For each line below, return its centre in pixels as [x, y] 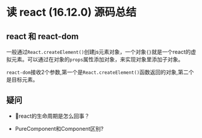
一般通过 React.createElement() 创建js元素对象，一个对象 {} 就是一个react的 [99, 52]
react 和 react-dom [43, 36]
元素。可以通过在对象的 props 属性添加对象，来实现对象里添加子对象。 [97, 59]
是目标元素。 [22, 79]
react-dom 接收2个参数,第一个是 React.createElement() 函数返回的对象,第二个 [100, 72]
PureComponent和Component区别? [59, 128]
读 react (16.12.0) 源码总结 [71, 12]
